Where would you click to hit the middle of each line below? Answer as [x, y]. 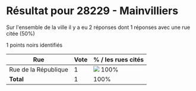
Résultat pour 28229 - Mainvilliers [92, 11]
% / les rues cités [118, 59]
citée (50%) [21, 33]
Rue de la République [39, 69]
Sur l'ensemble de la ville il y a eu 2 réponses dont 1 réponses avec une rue [98, 27]
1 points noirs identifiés [34, 45]
